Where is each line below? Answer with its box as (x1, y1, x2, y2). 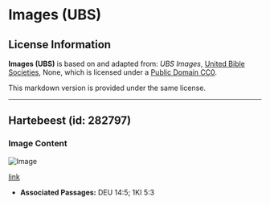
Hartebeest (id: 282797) (8, 114, 131, 128)
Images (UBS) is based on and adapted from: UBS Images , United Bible (8, 59, 245, 68)
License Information (8, 38, 111, 51)
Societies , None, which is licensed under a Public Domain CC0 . (8, 68, 218, 77)
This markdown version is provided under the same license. (8, 83, 207, 92)
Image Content (8, 138, 68, 150)
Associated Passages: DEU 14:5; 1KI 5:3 (19, 187, 155, 197)
